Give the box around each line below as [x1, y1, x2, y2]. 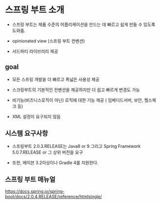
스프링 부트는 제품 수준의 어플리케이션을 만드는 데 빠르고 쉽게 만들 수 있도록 [12, 21, 156, 27]
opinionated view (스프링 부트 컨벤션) [12, 38, 85, 44]
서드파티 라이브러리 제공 [12, 48, 59, 54]
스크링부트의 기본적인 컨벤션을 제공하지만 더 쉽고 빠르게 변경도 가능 [12, 86, 140, 93]
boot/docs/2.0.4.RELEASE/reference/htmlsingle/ [5, 194, 102, 200]
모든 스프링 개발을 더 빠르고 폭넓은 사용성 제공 [12, 76, 100, 82]
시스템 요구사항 [5, 129, 48, 138]
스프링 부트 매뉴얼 [5, 175, 56, 184]
